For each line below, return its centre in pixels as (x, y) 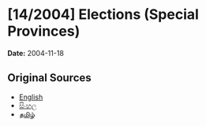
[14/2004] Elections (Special (103, 15)
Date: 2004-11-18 (36, 53)
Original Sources (49, 78)
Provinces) (44, 31)
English (31, 97)
